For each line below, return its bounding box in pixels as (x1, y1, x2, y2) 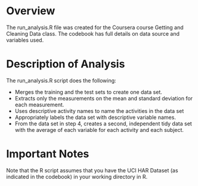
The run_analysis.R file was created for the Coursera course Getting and (6, 24, 184, 31)
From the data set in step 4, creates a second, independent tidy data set (14, 120, 192, 127)
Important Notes (6, 147, 89, 161)
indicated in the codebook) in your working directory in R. (6, 173, 148, 180)
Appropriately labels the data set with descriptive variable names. (14, 114, 176, 121)
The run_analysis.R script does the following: (6, 77, 116, 84)
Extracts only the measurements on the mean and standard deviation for (14, 94, 193, 102)
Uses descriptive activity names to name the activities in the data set (14, 107, 184, 114)
